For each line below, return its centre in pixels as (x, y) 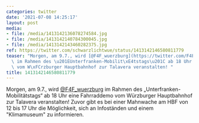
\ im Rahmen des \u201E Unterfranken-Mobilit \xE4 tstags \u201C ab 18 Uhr (102, 61)
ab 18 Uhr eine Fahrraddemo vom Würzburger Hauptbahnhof (118, 96)
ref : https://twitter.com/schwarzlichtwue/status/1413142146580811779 (95, 51)
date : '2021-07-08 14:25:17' (42, 17)
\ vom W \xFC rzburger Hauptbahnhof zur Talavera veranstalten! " (92, 67)
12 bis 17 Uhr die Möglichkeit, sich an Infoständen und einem (80, 108)
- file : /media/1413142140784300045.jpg (57, 39)
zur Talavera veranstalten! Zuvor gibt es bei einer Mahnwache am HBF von (97, 102)
